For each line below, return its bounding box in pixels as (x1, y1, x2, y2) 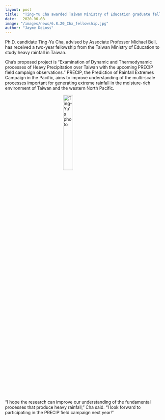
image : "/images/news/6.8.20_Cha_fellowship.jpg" (5, 21, 109, 26)
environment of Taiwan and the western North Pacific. (5, 85, 114, 91)
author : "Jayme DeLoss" (5, 26, 54, 31)
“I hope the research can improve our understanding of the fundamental (5, 399, 151, 405)
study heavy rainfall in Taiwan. (5, 50, 67, 56)
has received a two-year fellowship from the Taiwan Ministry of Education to (5, 44, 160, 50)
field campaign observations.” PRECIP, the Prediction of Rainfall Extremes (5, 69, 154, 75)
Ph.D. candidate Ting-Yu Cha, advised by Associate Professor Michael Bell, (5, 39, 157, 45)
